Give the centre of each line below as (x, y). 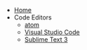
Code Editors (33, 17)
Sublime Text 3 (46, 40)
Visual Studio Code (52, 32)
